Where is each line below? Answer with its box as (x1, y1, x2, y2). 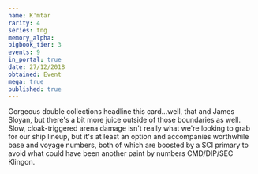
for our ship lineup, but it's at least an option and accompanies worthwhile (8, 132, 249, 142)
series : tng (8, 26, 47, 34)
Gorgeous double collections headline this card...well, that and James (8, 107, 235, 116)
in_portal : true (8, 56, 62, 64)
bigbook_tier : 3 (8, 41, 62, 49)
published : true (8, 85, 62, 93)
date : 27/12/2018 (8, 63, 65, 71)
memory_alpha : (8, 33, 55, 42)
